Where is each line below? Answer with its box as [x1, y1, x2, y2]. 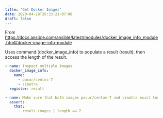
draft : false [5, 16, 32, 21]
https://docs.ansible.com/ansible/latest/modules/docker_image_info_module [5, 34, 158, 40]
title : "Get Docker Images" [5, 7, 62, 12]
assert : [9, 100, 25, 104]
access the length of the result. [5, 54, 67, 60]
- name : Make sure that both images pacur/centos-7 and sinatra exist [5, 95, 151, 100]
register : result [9, 86, 45, 91]
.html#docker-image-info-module [5, 40, 72, 46]
